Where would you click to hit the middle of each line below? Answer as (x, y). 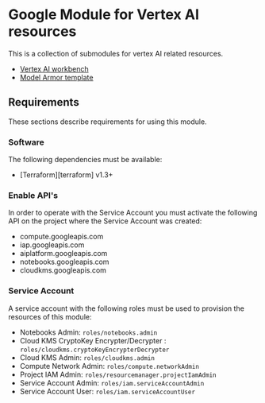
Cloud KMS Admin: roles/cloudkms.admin (87, 357)
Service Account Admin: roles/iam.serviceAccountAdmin (112, 382)
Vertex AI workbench (54, 68)
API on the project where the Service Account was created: (105, 221)
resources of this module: (50, 316)
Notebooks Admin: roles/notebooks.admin (88, 332)
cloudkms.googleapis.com (63, 270)
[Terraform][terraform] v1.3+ (66, 175)
